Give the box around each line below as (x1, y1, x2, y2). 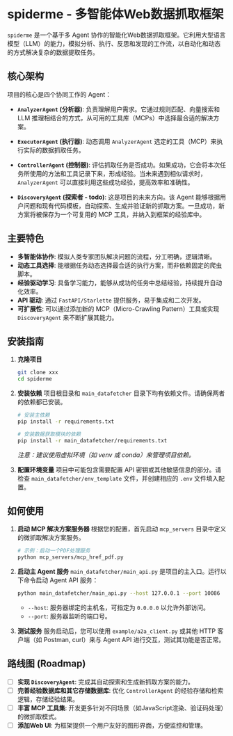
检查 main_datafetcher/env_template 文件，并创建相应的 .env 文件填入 (17, 474, 219, 482)
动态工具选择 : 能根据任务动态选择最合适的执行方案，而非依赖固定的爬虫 (17, 261, 223, 269)
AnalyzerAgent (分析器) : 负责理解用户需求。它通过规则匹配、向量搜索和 (17, 105, 220, 113)
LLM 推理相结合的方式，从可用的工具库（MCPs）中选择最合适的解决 (17, 113, 214, 122)
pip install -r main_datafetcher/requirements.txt (17, 437, 168, 444)
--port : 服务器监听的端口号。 (27, 612, 111, 621)
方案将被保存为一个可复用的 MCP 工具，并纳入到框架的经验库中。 (17, 210, 206, 218)
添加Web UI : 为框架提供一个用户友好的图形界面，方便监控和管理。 (17, 721, 207, 730)
